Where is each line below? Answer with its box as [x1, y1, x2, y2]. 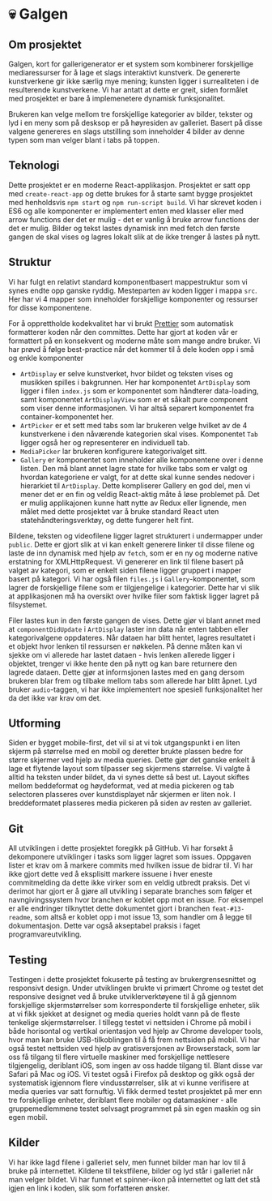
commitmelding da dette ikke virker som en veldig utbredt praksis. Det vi [8, 877, 251, 888]
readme [8, 914, 31, 922]
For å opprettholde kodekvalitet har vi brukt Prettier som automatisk [8, 318, 234, 328]
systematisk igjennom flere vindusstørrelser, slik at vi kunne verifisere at [8, 1078, 249, 1087]
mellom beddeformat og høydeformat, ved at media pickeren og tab [8, 781, 235, 791]
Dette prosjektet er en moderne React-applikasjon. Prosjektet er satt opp [8, 180, 251, 190]
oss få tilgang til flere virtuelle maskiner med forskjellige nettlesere [8, 1052, 231, 1062]
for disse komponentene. [8, 302, 91, 312]
